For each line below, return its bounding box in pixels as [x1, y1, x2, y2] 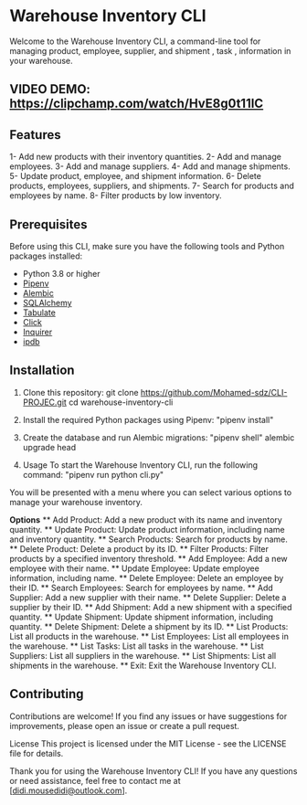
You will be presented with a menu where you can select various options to [9, 486, 292, 498]
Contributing [9, 686, 84, 702]
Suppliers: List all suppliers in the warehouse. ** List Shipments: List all [9, 650, 277, 661]
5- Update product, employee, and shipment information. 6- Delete [9, 171, 262, 182]
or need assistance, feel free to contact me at [9, 775, 181, 786]
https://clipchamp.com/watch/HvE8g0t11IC [9, 96, 264, 111]
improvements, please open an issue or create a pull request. [9, 720, 240, 731]
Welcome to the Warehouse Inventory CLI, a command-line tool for [9, 36, 261, 47]
